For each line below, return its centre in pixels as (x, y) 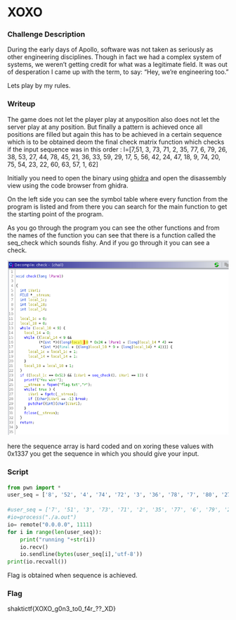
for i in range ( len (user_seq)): (54, 532)
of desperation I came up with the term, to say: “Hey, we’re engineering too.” (118, 72)
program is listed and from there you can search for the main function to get (117, 206)
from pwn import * (34, 488)
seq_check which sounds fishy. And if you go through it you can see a (109, 242)
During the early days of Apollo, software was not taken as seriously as (110, 49)
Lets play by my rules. (39, 86)
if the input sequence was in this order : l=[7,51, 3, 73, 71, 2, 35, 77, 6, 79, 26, (117, 149)
